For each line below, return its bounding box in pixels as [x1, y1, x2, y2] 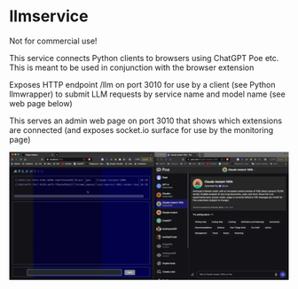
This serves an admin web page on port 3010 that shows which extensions [9, 115, 282, 126]
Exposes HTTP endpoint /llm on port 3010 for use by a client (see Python [9, 79, 277, 90]
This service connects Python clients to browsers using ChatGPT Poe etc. [9, 52, 279, 63]
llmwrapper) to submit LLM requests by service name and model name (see [9, 89, 286, 99]
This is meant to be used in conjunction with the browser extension [9, 62, 255, 73]
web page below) [9, 98, 73, 108]
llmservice [9, 6, 89, 27]
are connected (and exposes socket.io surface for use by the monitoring [9, 124, 274, 135]
